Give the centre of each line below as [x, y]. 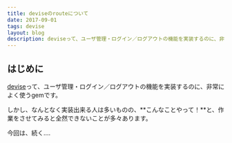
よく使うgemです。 [35, 95]
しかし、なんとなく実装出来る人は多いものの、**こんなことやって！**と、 [113, 109]
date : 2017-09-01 [32, 20]
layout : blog [26, 33]
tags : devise [26, 26]
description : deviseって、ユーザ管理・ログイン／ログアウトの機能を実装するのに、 [113, 39]
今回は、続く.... [29, 133]
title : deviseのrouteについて [48, 13]
